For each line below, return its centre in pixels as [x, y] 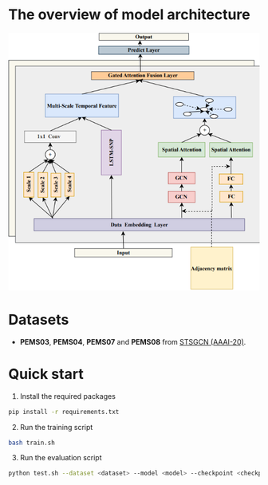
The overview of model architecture [129, 15]
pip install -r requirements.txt [64, 412]
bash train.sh [32, 443]
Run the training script [56, 427]
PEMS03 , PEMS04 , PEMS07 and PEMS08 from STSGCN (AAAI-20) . [133, 341]
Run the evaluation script [61, 458]
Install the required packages [67, 396]
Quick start [46, 374]
